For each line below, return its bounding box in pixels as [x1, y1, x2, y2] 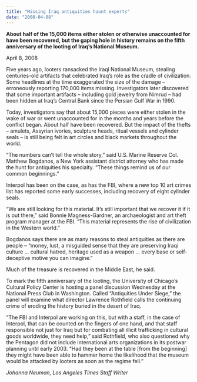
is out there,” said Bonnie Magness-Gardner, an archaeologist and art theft [6, 212, 186, 219]
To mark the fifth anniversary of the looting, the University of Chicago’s [6, 277, 178, 284]
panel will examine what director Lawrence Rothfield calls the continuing [6, 296, 182, 303]
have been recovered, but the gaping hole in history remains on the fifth [6, 37, 185, 44]
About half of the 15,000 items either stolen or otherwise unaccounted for [6, 30, 191, 37]
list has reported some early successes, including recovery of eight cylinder [6, 187, 190, 195]
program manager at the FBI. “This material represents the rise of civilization [6, 218, 191, 225]
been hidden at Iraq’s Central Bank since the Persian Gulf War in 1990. [6, 97, 176, 104]
